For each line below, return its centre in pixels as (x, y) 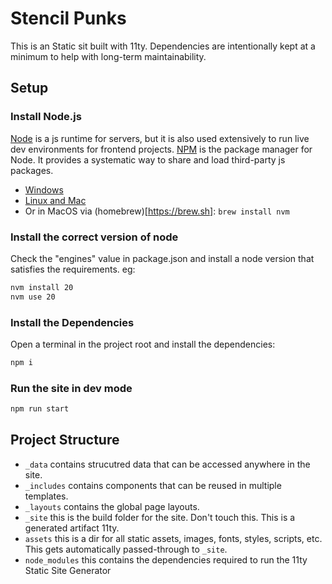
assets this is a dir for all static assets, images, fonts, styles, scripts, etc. (173, 538)
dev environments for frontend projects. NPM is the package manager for (161, 149)
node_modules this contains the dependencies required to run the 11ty (166, 559)
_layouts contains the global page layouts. (112, 506)
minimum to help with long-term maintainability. (108, 56)
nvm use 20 (33, 297)
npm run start (40, 409)
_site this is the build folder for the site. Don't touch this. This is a (160, 517)
